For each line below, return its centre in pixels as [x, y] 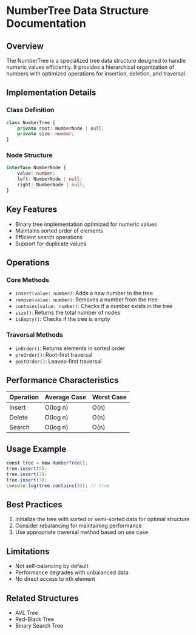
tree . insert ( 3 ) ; [27, 475]
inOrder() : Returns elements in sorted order [70, 348]
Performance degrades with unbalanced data [72, 572]
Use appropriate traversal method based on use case [82, 532]
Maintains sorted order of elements [59, 230]
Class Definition [30, 110]
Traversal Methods [35, 335]
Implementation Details [51, 93]
